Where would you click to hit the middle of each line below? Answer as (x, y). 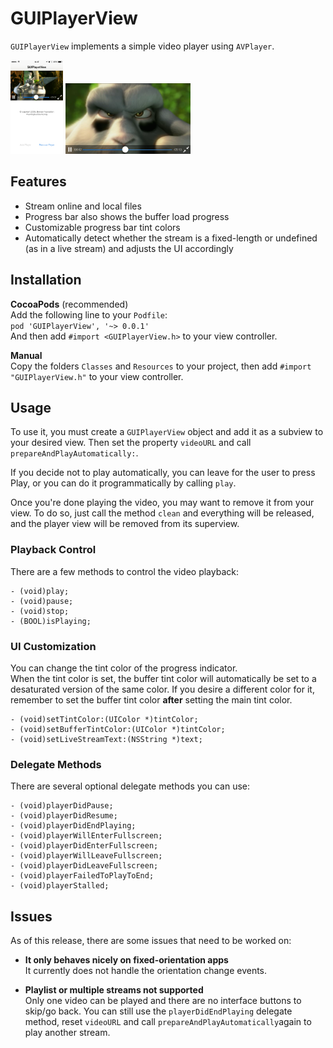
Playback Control (53, 550)
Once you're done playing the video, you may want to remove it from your (162, 503)
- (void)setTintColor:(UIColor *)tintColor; (104, 719)
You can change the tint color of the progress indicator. (124, 668)
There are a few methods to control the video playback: (124, 571)
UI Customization (53, 646)
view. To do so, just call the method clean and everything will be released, (162, 513)
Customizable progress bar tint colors (102, 227)
